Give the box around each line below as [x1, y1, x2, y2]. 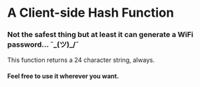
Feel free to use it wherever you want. [7, 72, 120, 81]
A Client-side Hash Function [7, 5, 174, 21]
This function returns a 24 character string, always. [7, 56, 155, 64]
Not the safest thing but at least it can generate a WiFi [7, 30, 194, 40]
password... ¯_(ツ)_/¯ [7, 40, 79, 49]
